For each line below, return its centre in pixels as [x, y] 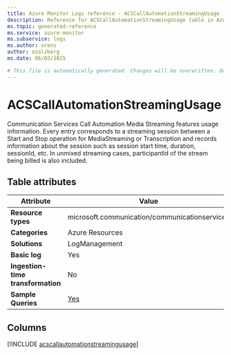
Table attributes [42, 182]
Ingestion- [29, 266]
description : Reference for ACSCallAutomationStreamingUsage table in [110, 20]
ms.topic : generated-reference [52, 26]
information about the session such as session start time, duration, [101, 146]
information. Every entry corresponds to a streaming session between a [109, 131]
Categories [29, 233]
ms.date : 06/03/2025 [37, 58]
